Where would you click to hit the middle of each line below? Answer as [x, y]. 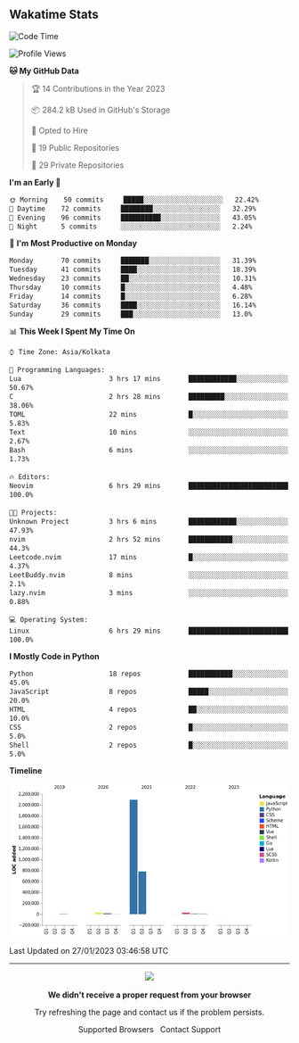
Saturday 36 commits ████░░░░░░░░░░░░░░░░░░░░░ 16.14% [133, 305]
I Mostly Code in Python [54, 656]
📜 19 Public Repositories [75, 147]
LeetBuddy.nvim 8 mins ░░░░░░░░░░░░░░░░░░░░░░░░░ [149, 575]
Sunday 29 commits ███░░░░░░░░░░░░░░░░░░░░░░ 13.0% [131, 314]
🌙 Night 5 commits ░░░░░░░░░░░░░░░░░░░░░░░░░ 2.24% [131, 227]
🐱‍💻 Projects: [33, 512]
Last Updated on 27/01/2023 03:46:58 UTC [89, 950]
